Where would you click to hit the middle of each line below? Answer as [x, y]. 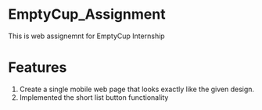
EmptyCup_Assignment [87, 14]
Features [38, 67]
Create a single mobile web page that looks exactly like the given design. [137, 89]
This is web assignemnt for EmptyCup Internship [87, 36]
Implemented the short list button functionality [94, 97]
